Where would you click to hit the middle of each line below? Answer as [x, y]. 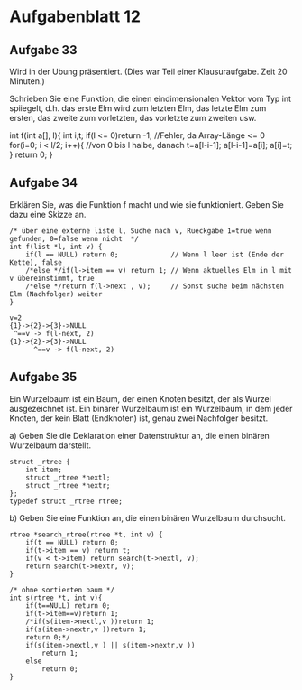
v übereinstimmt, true [52, 278]
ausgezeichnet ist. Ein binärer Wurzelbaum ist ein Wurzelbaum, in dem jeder [151, 408]
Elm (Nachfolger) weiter [56, 294]
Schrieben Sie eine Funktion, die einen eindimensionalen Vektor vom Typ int [150, 98]
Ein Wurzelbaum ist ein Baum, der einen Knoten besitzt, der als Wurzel [141, 398]
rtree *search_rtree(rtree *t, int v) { [87, 535]
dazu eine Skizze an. [48, 214]
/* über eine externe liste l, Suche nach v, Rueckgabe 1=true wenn [141, 231]
